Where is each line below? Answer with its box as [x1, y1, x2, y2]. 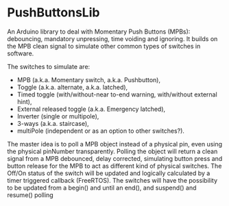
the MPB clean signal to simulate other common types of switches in [7, 42, 201, 50]
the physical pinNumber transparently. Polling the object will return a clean [7, 147, 218, 155]
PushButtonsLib [7, 5, 100, 21]
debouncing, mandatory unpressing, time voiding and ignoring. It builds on [7, 34, 218, 42]
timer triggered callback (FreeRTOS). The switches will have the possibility [7, 176, 218, 184]
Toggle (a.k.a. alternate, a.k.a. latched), [16, 83, 128, 91]
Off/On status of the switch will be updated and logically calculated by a [7, 169, 210, 177]
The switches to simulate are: [7, 62, 91, 70]
